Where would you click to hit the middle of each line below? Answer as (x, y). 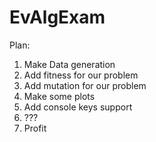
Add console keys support (78, 107)
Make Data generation (69, 64)
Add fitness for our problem (81, 75)
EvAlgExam (57, 17)
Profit (35, 128)
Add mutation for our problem (85, 85)
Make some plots (59, 96)
